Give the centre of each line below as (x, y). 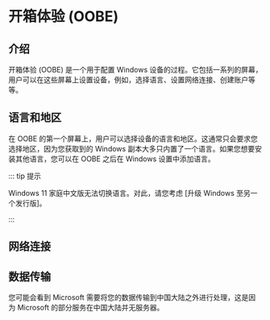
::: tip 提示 (25, 176)
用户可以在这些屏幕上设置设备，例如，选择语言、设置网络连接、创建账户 (128, 80)
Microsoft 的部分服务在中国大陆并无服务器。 (91, 308)
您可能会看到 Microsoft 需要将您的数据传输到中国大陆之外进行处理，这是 (129, 297)
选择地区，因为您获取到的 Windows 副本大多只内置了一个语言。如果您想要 (132, 148)
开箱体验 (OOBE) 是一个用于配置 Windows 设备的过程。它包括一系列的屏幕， (135, 70)
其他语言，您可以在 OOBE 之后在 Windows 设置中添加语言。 (115, 159)
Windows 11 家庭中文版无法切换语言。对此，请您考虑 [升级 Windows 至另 (130, 193)
